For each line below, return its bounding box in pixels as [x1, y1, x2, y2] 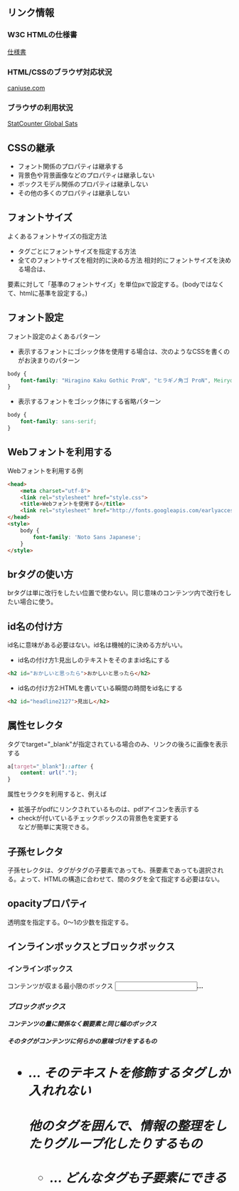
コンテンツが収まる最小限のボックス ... [7, 982, 204, 990]
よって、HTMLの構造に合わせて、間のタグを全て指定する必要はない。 [19, 875, 224, 883]
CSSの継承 [7, 142, 55, 154]
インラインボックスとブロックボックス [7, 941, 176, 953]
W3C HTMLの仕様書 [7, 30, 78, 40]
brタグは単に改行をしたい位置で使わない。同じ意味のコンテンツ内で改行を [7, 588, 225, 597]
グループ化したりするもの [53, 1135, 203, 1152]
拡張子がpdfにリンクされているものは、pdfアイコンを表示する [17, 805, 200, 813]
